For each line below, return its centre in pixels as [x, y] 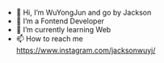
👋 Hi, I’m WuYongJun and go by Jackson [84, 13]
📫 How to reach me [49, 39]
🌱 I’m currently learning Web [63, 29]
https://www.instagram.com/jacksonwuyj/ [86, 50]
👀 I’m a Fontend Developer [60, 21]
